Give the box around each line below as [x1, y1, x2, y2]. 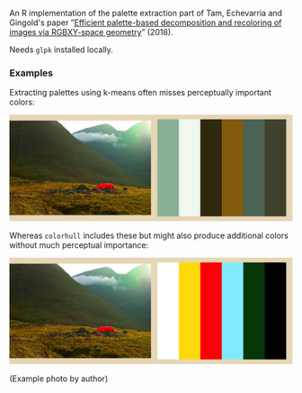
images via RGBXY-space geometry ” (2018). [9, 27, 173, 37]
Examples [9, 67, 54, 79]
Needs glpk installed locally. [9, 44, 114, 55]
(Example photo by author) [9, 373, 109, 384]
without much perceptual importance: [9, 240, 149, 251]
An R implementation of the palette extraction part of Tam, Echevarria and [9, 8, 283, 18]
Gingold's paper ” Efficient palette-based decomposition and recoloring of [9, 17, 282, 28]
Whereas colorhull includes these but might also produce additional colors [9, 230, 289, 242]
